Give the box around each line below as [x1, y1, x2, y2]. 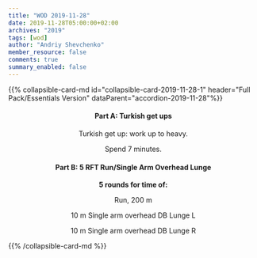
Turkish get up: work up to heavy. [78, 128, 189, 138]
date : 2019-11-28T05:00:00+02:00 [8, 19, 119, 27]
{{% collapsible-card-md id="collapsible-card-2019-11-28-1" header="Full [8, 85, 251, 94]
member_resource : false [8, 48, 87, 56]
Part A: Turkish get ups [94, 112, 172, 121]
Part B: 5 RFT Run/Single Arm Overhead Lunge [55, 162, 212, 172]
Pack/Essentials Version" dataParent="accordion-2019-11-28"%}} [8, 93, 224, 103]
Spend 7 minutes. [104, 144, 163, 154]
